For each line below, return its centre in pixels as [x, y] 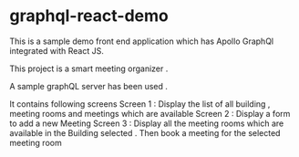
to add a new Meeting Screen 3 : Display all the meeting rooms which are [147, 123]
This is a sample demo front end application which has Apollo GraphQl [142, 41]
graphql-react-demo [89, 16]
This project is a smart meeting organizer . [89, 68]
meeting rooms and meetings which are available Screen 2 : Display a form [150, 113]
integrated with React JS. [57, 50]
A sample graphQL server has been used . [89, 86]
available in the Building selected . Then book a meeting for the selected [145, 132]
